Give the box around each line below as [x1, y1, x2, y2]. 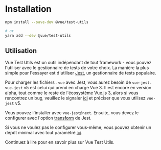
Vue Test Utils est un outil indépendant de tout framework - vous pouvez [5, 60, 152, 66]
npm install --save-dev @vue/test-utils [5, 20, 89, 25]
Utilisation [5, 47, 37, 55]
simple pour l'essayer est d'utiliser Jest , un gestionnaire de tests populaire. [5, 70, 157, 76]
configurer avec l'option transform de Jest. [5, 115, 92, 121]
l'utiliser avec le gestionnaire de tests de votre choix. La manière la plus [5, 65, 149, 71]
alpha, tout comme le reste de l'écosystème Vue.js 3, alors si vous [5, 90, 138, 96]
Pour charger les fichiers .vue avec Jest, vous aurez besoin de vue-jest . [5, 79, 151, 85]
